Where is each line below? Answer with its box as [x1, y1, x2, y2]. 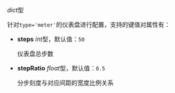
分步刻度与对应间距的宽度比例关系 [16, 79, 114, 87]
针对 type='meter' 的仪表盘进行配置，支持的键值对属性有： [7, 21, 170, 29]
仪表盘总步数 [16, 50, 54, 57]
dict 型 [7, 6, 24, 14]
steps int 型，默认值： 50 [16, 35, 85, 43]
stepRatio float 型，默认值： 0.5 [16, 64, 106, 72]
